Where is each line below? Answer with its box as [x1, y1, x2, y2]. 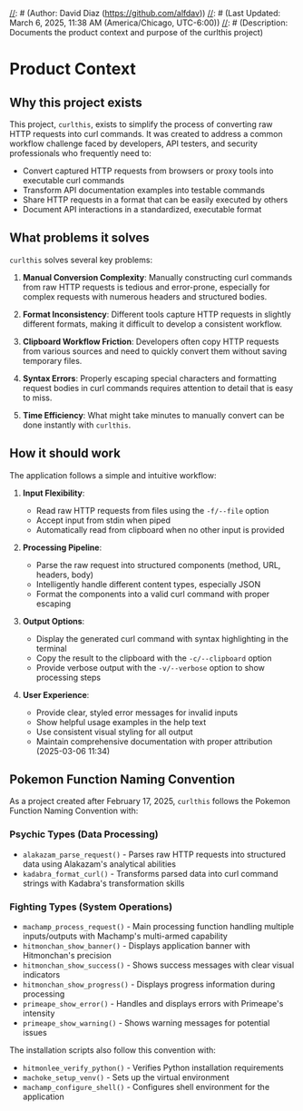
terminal [35, 643, 67, 654]
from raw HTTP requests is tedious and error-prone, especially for [22, 281, 270, 292]
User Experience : [22, 689, 90, 700]
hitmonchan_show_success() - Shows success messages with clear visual [22, 959, 295, 970]
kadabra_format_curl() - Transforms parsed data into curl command [22, 868, 279, 879]
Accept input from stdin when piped [35, 515, 171, 526]
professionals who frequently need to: [9, 148, 151, 158]
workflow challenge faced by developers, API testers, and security [9, 138, 259, 149]
